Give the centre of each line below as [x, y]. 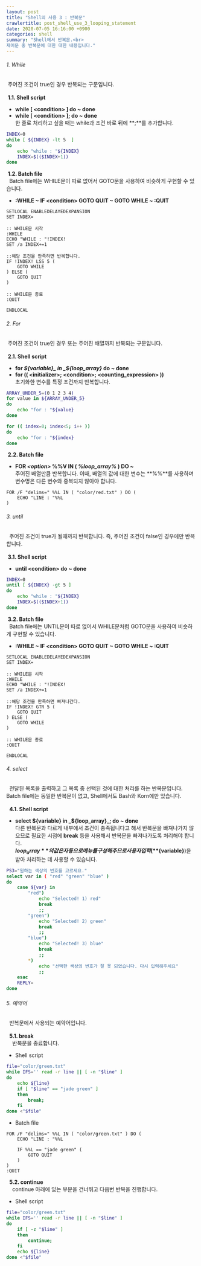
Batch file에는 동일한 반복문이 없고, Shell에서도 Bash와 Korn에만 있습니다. [94, 796]
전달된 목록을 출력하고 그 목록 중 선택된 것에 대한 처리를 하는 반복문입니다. [96, 788]
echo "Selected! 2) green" [72, 921]
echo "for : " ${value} [46, 410]
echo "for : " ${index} [46, 438]
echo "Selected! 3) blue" [71, 944]
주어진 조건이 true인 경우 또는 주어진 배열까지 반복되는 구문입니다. [85, 343]
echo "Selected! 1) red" [70, 899]
